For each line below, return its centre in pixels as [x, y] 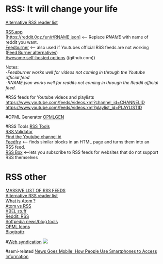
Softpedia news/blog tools [32, 221]
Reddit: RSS [17, 216]
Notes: [12, 67]
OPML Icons [18, 227]
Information [17, 256]
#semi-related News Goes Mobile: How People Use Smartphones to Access [81, 251]
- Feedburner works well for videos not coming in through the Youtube [75, 72]
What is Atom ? [21, 201]
